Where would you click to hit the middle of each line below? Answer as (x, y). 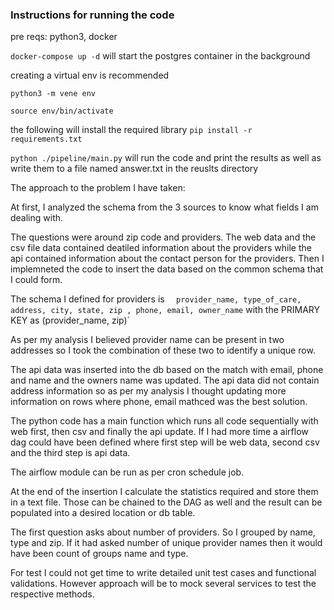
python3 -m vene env (53, 94)
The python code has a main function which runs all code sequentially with (164, 421)
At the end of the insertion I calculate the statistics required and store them (164, 492)
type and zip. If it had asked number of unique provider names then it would (166, 543)
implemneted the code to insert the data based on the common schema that (167, 269)
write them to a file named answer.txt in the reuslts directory (134, 169)
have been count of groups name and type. (99, 554)
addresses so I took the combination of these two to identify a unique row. (163, 350)
